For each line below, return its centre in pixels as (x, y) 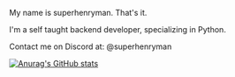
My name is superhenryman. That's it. (78, 13)
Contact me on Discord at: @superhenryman (91, 46)
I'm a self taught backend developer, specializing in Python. (118, 29)
